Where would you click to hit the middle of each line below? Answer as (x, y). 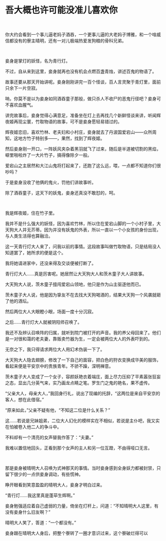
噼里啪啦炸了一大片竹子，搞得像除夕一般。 (48, 155)
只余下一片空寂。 (22, 88)
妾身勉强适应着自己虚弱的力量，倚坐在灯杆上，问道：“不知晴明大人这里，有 (82, 506)
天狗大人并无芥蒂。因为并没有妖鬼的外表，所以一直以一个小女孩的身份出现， (83, 230)
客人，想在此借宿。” (25, 399)
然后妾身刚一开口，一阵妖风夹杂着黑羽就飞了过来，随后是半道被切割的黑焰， (83, 149)
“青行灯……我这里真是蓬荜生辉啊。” (40, 495)
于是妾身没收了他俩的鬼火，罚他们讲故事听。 (51, 182)
